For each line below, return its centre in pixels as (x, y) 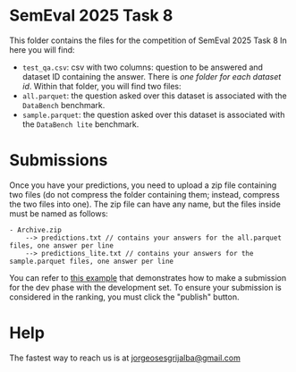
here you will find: (42, 49)
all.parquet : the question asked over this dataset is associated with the (155, 96)
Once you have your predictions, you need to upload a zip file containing (143, 185)
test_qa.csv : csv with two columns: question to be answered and (143, 67)
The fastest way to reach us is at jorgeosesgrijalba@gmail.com (125, 358)
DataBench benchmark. (63, 105)
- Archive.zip (36, 230)
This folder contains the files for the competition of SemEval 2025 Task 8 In (148, 40)
